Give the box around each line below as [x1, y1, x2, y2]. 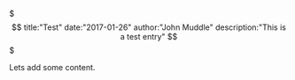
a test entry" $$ [120, 32, 178, 41]
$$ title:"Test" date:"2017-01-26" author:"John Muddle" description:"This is [12, 22, 286, 33]
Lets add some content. [9, 62, 96, 72]
